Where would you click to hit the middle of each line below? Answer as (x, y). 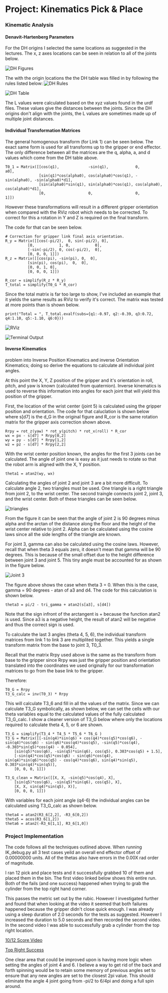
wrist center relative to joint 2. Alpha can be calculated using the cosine (79, 529)
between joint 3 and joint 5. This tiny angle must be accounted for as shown (83, 560)
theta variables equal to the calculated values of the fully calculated (75, 714)
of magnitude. (20, 863)
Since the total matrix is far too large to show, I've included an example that (83, 294)
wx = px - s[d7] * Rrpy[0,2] (36, 436)
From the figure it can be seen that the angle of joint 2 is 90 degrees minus (82, 518)
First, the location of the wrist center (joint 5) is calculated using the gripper (83, 406)
